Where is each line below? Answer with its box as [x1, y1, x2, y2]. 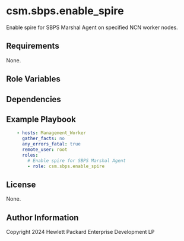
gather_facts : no [21, 135, 65, 142]
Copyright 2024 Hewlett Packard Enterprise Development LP [6, 229, 155, 236]
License [6, 179, 36, 189]
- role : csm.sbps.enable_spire [27, 163, 105, 169]
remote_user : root [21, 147, 68, 153]
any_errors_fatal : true [21, 141, 81, 147]
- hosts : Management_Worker [17, 130, 86, 136]
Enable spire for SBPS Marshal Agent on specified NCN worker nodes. [6, 24, 178, 31]
